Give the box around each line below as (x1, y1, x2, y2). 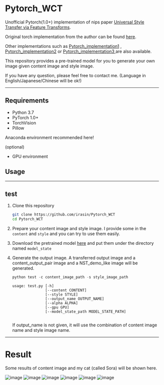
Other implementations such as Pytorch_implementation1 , (5, 43, 122, 49)
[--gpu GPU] (45, 305, 69, 310)
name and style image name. (12, 327, 71, 333)
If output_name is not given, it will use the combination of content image (12, 322, 157, 328)
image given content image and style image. (5, 63, 94, 69)
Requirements (5, 96, 49, 105)
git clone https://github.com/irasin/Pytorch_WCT (12, 212, 116, 217)
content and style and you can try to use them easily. (12, 231, 121, 237)
